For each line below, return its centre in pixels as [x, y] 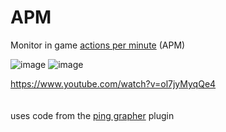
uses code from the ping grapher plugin [92, 115]
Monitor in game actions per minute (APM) [98, 45]
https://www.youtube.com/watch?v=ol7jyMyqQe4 [113, 83]
